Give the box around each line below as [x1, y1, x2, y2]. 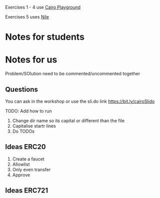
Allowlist [12, 161, 30, 167]
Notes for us [5, 54, 57, 65]
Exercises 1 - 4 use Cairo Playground [5, 4, 81, 10]
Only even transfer [12, 167, 51, 173]
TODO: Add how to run [5, 108, 52, 114]
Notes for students [5, 31, 85, 43]
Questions [5, 85, 38, 94]
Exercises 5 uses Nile [5, 14, 49, 19]
